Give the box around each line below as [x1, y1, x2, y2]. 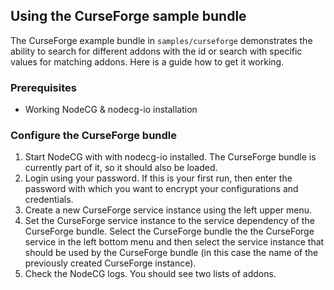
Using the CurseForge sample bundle [10, 8, 247, 25]
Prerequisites [10, 80, 77, 94]
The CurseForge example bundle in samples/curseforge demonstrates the [10, 34, 313, 46]
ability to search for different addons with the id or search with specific [10, 45, 303, 57]
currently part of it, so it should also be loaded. [24, 162, 218, 174]
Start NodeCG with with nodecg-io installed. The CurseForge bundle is [24, 151, 317, 163]
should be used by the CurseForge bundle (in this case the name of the [24, 247, 319, 259]
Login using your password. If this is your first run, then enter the [24, 172, 293, 184]
